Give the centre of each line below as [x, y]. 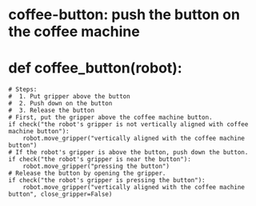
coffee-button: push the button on [124, 15]
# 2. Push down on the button [60, 104]
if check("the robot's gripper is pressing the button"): [107, 180]
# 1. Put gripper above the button [69, 97]
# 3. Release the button [51, 111]
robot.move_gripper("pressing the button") [96, 166]
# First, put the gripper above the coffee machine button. [111, 117]
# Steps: [23, 89]
